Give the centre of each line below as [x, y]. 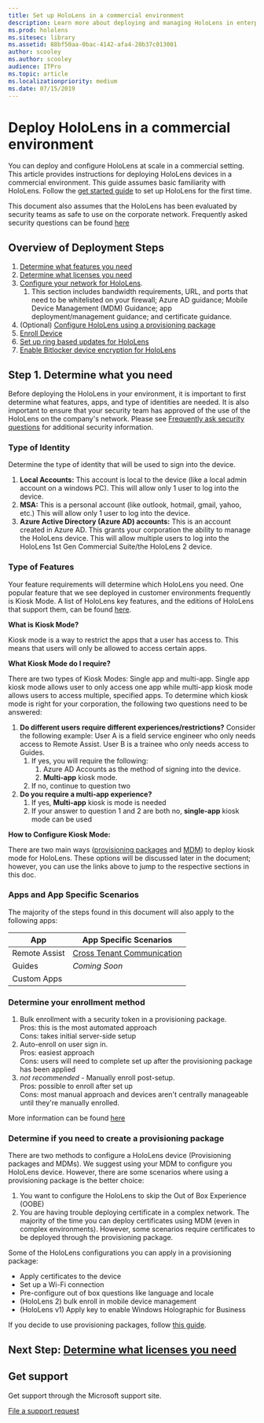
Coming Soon [98, 965]
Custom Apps [37, 978]
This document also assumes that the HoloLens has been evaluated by [123, 206]
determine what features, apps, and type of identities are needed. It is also [129, 402]
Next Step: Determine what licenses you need [123, 1349]
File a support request [44, 1410]
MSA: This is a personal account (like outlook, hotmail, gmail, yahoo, [130, 505]
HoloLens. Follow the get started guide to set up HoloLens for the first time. [130, 191]
